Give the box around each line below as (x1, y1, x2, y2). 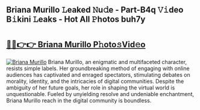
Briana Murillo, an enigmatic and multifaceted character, (48, 59, 187, 65)
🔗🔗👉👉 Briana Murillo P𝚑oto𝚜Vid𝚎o (6, 39, 146, 50)
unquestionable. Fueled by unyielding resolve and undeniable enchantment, (6, 91, 195, 97)
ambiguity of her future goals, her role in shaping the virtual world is (6, 84, 175, 91)
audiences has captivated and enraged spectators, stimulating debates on (6, 71, 191, 78)
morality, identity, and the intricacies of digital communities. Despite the (6, 78, 184, 85)
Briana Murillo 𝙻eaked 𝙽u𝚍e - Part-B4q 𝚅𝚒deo (6, 5, 184, 15)
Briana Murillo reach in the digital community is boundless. (6, 97, 152, 104)
